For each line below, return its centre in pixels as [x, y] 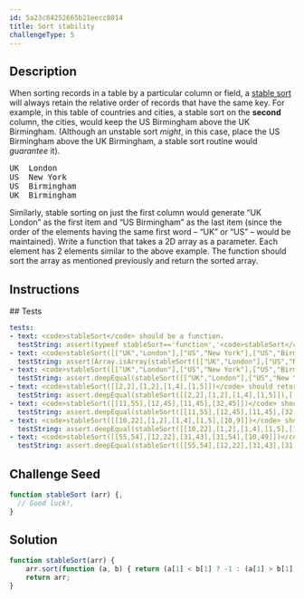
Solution [33, 540]
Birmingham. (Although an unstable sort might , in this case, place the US [145, 131]
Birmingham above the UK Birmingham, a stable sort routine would [133, 141]
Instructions [44, 290]
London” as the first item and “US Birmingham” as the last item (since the [146, 222]
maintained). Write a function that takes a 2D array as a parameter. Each [144, 242]
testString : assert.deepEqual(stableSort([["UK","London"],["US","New [153, 378]
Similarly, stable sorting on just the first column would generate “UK [136, 213]
